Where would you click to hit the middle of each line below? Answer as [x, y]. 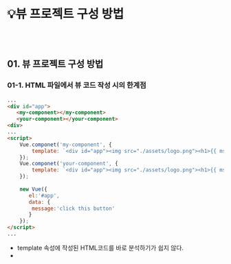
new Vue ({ [34, 189]
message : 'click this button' [74, 208]
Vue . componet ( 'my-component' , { [66, 145]
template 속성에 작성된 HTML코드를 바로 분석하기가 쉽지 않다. [100, 248]
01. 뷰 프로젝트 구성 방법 [55, 64]
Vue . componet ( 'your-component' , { [69, 164]
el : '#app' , [44, 195]
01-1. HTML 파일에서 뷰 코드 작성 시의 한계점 [77, 85]
